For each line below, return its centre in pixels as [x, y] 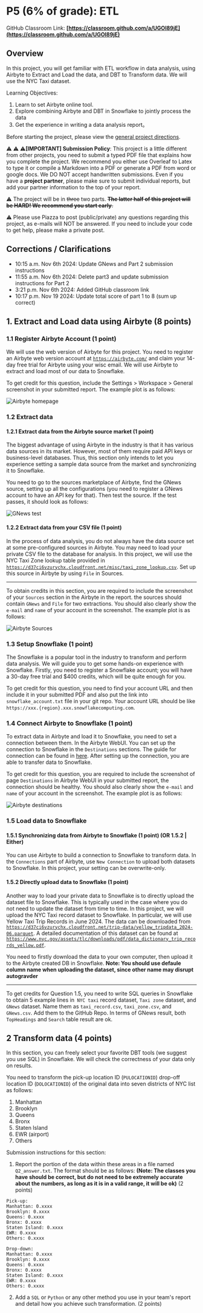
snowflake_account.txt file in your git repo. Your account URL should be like [101, 701]
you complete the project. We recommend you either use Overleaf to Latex [99, 161]
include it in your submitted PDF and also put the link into [77, 694]
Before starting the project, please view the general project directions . [93, 137]
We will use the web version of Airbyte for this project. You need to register [100, 352]
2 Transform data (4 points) [59, 1038]
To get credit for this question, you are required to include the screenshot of [101, 774]
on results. [19, 1065]
